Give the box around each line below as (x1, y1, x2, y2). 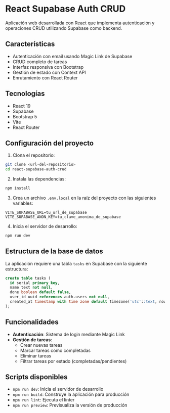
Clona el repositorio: (12, 152, 55, 158)
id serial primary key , (10, 280, 60, 286)
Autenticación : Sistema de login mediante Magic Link (12, 331, 125, 337)
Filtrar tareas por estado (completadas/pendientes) (20, 358, 127, 364)
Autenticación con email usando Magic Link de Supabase (12, 53, 133, 59)
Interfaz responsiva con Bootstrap (12, 64, 84, 70)
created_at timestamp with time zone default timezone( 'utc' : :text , (10, 299, 157, 304)
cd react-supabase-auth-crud (5, 167, 67, 172)
